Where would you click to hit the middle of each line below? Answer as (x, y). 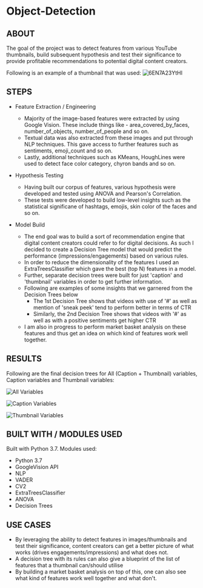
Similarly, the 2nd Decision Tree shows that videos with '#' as (110, 313)
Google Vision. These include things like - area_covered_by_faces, (107, 125)
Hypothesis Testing (39, 175)
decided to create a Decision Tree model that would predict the (103, 249)
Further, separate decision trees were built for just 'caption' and (103, 275)
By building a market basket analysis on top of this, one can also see (101, 572)
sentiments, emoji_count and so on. (68, 151)
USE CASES (29, 525)
